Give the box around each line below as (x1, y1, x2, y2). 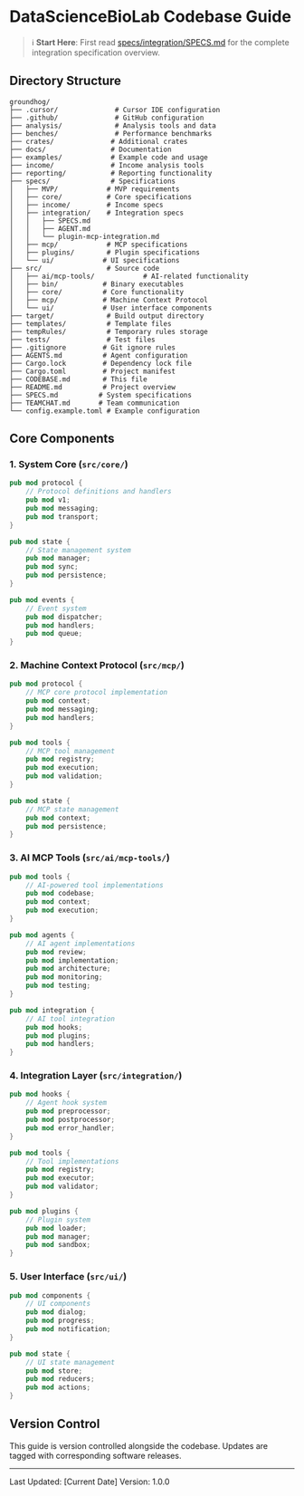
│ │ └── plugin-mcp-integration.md (9, 232, 160, 241)
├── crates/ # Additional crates (9, 137, 188, 146)
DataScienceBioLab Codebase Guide (9, 6, 292, 27)
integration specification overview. (31, 47, 161, 58)
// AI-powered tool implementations (25, 880, 165, 889)
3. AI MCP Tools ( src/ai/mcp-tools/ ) (9, 851, 170, 864)
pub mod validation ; (25, 772, 103, 781)
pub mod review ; (25, 947, 88, 956)
